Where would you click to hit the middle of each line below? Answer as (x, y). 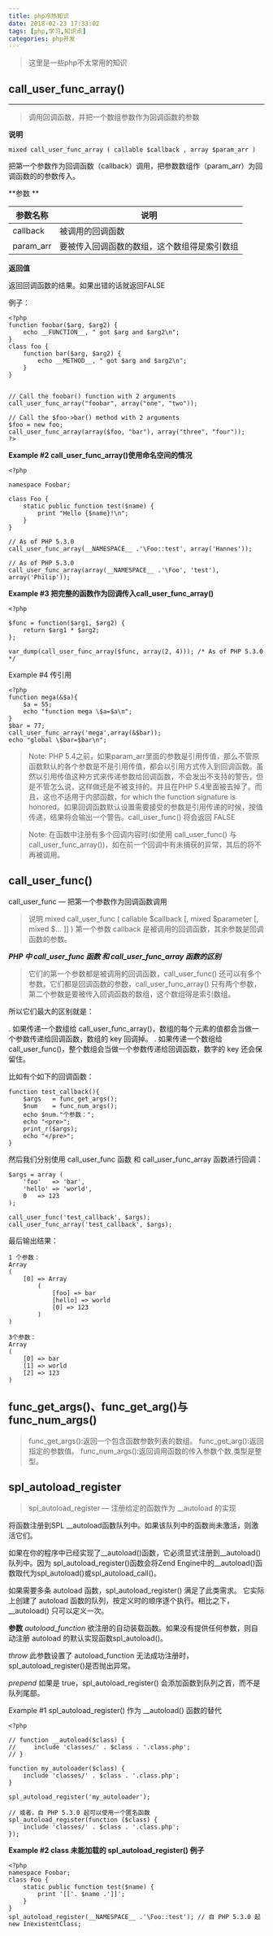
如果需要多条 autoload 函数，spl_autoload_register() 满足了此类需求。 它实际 (136, 1590)
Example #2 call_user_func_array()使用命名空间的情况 (100, 456)
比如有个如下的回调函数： (51, 1076)
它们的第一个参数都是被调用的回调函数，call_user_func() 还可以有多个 (145, 974)
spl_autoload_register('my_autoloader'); (80, 1797)
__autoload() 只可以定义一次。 (58, 1611)
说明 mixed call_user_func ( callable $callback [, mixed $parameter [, (143, 918)
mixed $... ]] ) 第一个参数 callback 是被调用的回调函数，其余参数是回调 (146, 929)
